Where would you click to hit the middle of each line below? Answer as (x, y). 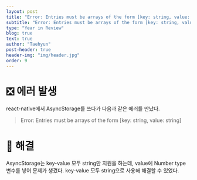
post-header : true (28, 50)
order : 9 (17, 60)
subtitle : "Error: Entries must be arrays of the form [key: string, (93, 22)
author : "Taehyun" (28, 45)
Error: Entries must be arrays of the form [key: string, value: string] (101, 120)
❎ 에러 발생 (32, 91)
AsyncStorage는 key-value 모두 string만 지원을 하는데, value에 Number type (96, 163)
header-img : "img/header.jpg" (43, 55)
